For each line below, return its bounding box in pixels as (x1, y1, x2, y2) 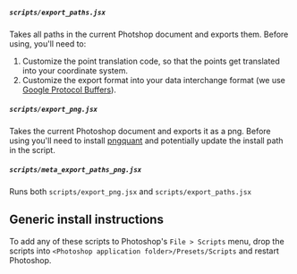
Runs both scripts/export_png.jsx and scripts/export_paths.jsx (9, 185, 252, 197)
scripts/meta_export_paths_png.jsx (9, 165, 142, 175)
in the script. (9, 144, 55, 155)
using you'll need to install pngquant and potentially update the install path (9, 135, 284, 146)
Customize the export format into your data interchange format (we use (21, 74, 286, 85)
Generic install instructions (9, 212, 164, 227)
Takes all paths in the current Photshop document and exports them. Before (9, 29, 289, 39)
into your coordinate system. (21, 64, 128, 76)
